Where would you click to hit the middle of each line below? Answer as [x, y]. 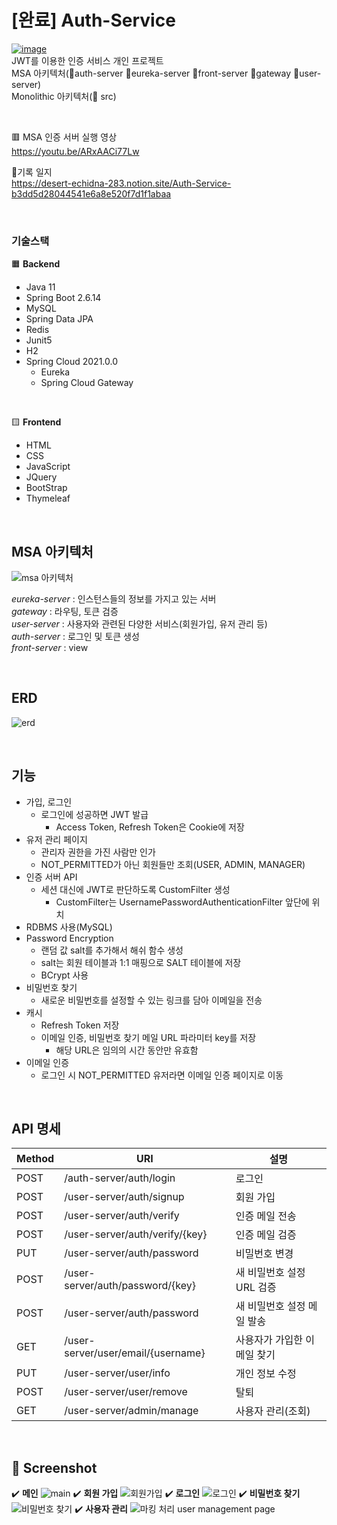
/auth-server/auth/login [120, 1178]
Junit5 [39, 340]
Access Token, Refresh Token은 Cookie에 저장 [150, 827]
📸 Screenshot [54, 1467]
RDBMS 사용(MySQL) [69, 927]
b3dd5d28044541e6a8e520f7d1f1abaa [91, 193]
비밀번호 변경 [264, 1254]
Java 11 [40, 287]
